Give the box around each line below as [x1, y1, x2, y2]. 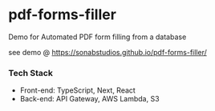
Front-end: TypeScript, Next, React [19, 85, 136, 95]
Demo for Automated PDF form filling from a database [8, 32, 187, 42]
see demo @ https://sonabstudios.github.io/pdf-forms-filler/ [8, 47, 207, 57]
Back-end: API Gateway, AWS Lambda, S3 [19, 94, 160, 104]
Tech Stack [8, 67, 54, 78]
